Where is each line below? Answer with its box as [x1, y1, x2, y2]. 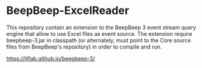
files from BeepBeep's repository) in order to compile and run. [6, 43, 162, 50]
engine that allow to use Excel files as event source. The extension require [6, 30, 193, 37]
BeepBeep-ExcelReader [6, 4, 130, 18]
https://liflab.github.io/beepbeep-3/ [6, 55, 96, 62]
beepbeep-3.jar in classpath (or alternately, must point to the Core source [6, 36, 191, 44]
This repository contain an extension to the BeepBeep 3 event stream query [6, 24, 197, 31]
